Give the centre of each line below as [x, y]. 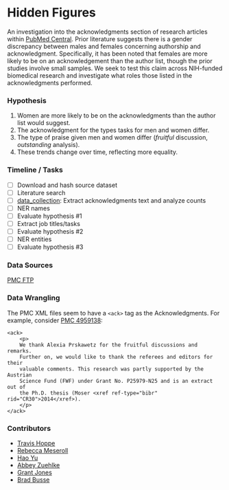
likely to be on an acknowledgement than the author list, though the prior [110, 60]
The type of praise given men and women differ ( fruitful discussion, [112, 137]
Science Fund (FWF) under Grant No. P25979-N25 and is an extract [116, 381]
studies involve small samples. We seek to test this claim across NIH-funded [115, 68]
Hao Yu [27, 458]
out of [16, 387]
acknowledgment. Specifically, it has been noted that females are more [107, 54]
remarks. [20, 351]
